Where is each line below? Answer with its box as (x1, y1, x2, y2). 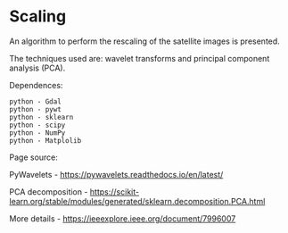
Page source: (9, 152, 58, 162)
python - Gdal (9, 96, 62, 106)
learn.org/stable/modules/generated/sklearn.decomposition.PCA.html (9, 196, 266, 206)
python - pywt (9, 104, 62, 113)
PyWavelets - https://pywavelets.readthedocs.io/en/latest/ (9, 169, 224, 179)
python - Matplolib (9, 136, 82, 145)
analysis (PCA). (9, 62, 66, 73)
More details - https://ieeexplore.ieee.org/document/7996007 (9, 212, 236, 224)
